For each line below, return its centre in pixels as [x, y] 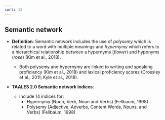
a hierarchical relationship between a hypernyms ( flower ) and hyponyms [85, 52]
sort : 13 [14, 10]
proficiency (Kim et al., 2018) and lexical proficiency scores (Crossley [90, 72]
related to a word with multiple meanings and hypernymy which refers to [85, 47]
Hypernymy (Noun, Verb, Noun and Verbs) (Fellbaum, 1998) [87, 102]
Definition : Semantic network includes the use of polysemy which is [81, 41]
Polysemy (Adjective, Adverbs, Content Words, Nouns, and [86, 107]
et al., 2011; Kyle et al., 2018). [49, 78]
